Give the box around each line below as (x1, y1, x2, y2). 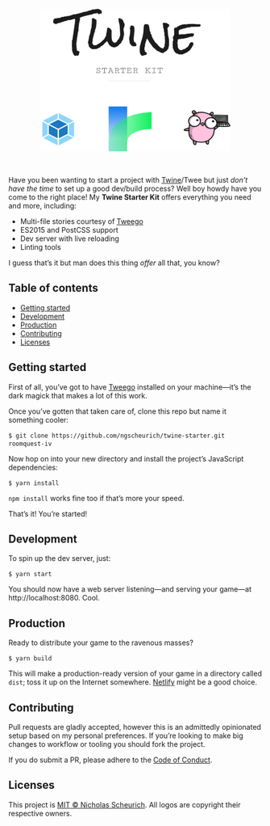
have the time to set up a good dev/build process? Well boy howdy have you (8, 183, 262, 193)
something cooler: (8, 415, 69, 424)
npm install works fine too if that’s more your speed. (8, 493, 185, 503)
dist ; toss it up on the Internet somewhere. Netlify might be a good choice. (8, 677, 258, 687)
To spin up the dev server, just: (8, 554, 111, 563)
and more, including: (8, 201, 77, 210)
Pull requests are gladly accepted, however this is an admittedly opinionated (8, 723, 262, 732)
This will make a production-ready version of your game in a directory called (8, 668, 262, 679)
